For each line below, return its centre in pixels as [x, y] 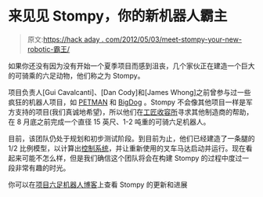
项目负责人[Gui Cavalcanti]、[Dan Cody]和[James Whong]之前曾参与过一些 [130, 92]
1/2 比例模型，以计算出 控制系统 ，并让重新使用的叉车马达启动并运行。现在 [127, 148]
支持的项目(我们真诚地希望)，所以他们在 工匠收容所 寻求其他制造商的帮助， [134, 111]
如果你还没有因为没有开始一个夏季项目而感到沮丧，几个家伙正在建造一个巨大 [131, 66]
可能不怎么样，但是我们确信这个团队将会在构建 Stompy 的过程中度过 [132, 158]
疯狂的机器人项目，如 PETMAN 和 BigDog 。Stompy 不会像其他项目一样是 [127, 102]
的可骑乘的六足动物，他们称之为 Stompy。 [76, 75]
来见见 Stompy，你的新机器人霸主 [118, 16]
